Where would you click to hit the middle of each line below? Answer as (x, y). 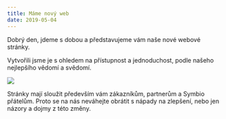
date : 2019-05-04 (32, 20)
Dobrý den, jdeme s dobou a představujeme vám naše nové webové (104, 39)
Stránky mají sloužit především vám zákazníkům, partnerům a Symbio (106, 94)
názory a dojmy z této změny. (49, 108)
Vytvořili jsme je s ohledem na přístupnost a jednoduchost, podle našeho (111, 60)
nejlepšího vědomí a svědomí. (49, 67)
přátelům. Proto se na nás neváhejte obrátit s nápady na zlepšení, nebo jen (113, 101)
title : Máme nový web (38, 13)
